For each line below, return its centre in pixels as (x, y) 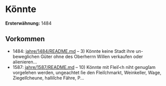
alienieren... (25, 62)
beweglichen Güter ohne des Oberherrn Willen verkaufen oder (78, 56)
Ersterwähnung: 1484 (28, 23)
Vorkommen (25, 39)
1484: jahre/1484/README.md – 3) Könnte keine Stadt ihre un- (78, 51)
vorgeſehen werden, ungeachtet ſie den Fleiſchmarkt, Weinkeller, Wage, (87, 72)
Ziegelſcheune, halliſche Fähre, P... (48, 78)
